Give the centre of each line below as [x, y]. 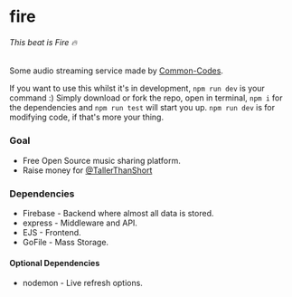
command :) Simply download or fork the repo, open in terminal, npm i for [146, 98]
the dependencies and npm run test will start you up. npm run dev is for [142, 108]
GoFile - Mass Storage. [66, 242]
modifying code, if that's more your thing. [87, 117]
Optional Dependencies [55, 263]
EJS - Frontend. [52, 232]
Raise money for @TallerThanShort [87, 170]
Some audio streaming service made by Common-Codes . [117, 71]
